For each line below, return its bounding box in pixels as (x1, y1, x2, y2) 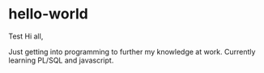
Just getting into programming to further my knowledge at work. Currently (8, 47, 256, 56)
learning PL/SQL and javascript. (8, 55, 114, 65)
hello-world (8, 5, 89, 23)
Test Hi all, (8, 31, 44, 41)
